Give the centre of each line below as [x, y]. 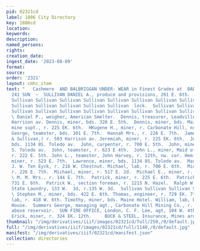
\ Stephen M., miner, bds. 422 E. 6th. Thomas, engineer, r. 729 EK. [99, 194]
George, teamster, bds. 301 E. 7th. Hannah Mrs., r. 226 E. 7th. [96, 134]
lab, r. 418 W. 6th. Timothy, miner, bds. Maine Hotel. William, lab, [101, 200]
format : [16, 67]
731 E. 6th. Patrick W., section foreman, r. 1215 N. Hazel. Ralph [99, 183]
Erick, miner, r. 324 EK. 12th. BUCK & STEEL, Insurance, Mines [98, 217]
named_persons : [25, 45]
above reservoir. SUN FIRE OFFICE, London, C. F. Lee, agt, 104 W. [98, 211]
